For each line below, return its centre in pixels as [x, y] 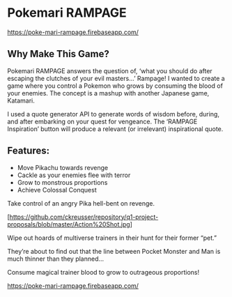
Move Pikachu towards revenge [63, 167]
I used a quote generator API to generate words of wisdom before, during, [113, 114]
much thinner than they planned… [56, 259]
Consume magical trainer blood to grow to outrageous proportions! [103, 272]
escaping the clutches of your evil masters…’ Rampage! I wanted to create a [116, 78]
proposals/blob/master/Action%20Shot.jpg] [70, 224]
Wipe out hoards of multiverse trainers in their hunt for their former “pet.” [112, 238]
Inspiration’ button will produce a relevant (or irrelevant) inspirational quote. [115, 129]
